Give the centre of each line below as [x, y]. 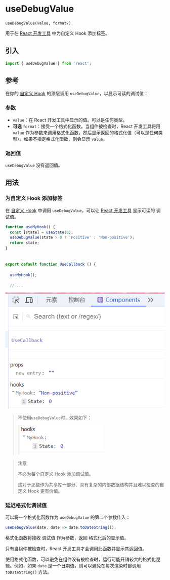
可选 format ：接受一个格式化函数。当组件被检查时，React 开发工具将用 [87, 126]
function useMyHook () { [30, 227]
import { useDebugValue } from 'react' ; [49, 63]
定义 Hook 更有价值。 [40, 491]
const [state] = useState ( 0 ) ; [41, 232]
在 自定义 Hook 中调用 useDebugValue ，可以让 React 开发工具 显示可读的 [80, 210]
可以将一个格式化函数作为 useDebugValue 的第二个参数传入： [68, 517]
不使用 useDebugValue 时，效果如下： [55, 418]
